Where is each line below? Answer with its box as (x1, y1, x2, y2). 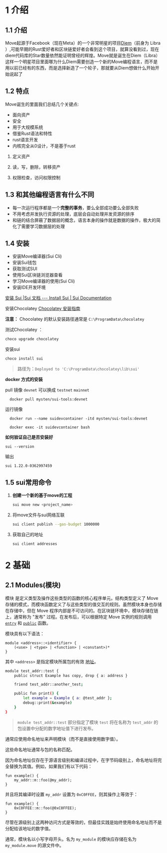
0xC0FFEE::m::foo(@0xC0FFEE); (14, 805, 77, 811)
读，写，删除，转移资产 (12, 164, 61, 170)
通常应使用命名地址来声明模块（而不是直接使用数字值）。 (5, 736, 121, 742)
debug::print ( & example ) (23, 700, 72, 705)
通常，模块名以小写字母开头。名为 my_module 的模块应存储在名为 (5, 836, 137, 842)
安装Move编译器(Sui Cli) (12, 253, 62, 259)
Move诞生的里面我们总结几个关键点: (5, 101, 79, 107)
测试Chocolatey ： (5, 327, 43, 333)
